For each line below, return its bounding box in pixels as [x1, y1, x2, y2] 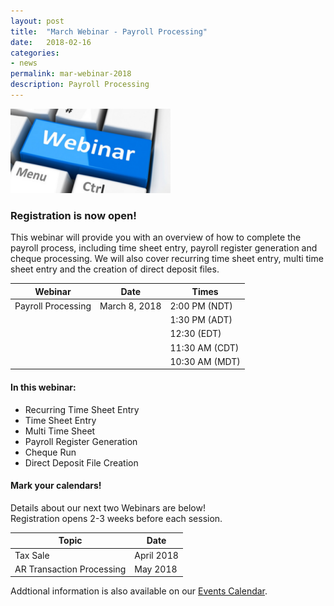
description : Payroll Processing [10, 80, 150, 90]
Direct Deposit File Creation [24, 456, 139, 469]
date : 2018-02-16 [10, 37, 92, 47]
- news [10, 58, 38, 69]
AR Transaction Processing [14, 563, 127, 575]
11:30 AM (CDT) [169, 341, 240, 354]
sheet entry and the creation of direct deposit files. [10, 263, 220, 275]
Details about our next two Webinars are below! [10, 501, 206, 514]
